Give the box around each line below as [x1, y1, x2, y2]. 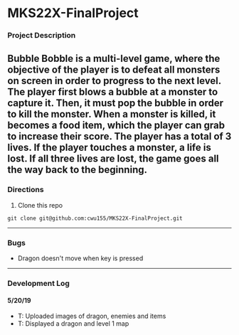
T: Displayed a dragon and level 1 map [17, 319, 129, 328]
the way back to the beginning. [7, 164, 148, 176]
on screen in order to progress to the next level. [7, 75, 222, 87]
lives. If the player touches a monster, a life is [7, 141, 211, 154]
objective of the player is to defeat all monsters [7, 63, 221, 75]
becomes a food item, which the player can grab [7, 119, 225, 131]
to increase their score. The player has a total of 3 [7, 130, 232, 142]
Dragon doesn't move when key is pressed [17, 254, 144, 262]
